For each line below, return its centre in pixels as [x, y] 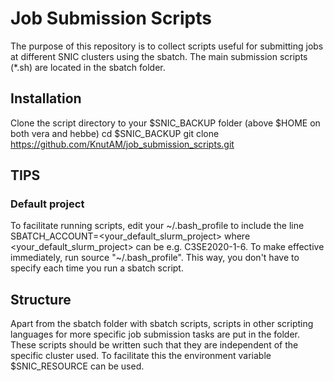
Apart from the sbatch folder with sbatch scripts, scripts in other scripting [162, 324]
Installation [46, 98]
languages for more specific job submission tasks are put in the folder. [155, 334]
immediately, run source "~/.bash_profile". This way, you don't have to [155, 258]
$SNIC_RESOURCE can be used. [77, 366]
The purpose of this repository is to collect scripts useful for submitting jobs [167, 46]
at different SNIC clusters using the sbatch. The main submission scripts [159, 56]
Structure [41, 299]
